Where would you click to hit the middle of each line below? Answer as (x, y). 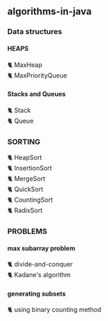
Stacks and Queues (36, 94)
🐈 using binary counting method (54, 310)
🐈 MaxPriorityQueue (37, 75)
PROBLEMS (27, 231)
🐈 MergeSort (26, 178)
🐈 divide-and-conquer (40, 265)
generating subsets (37, 293)
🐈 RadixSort (25, 210)
